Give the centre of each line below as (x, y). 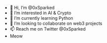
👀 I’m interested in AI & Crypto (41, 13)
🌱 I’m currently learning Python (41, 18)
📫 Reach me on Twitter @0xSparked (48, 29)
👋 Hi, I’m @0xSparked (32, 8)
